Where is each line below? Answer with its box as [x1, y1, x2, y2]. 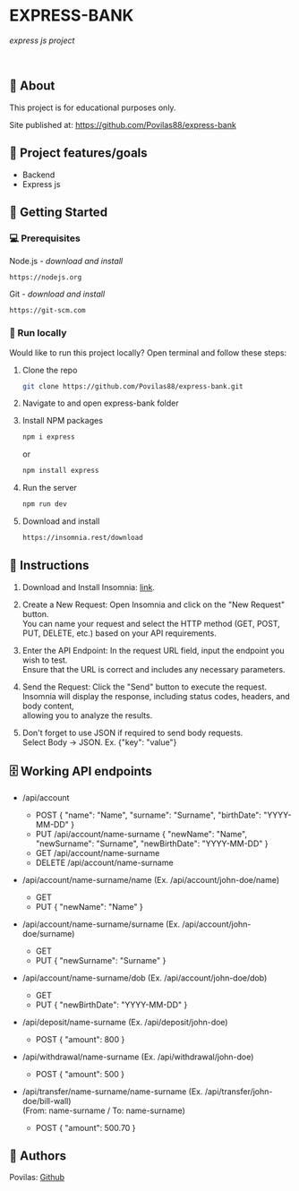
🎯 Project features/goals [9, 145, 148, 161]
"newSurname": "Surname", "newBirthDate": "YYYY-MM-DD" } [35, 838, 269, 849]
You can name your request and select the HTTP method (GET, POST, [21, 618, 280, 629]
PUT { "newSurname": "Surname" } [35, 955, 167, 965]
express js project [9, 35, 75, 46]
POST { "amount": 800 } [35, 1033, 125, 1044]
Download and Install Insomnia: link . [21, 581, 155, 592]
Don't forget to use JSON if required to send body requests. [21, 727, 243, 738]
